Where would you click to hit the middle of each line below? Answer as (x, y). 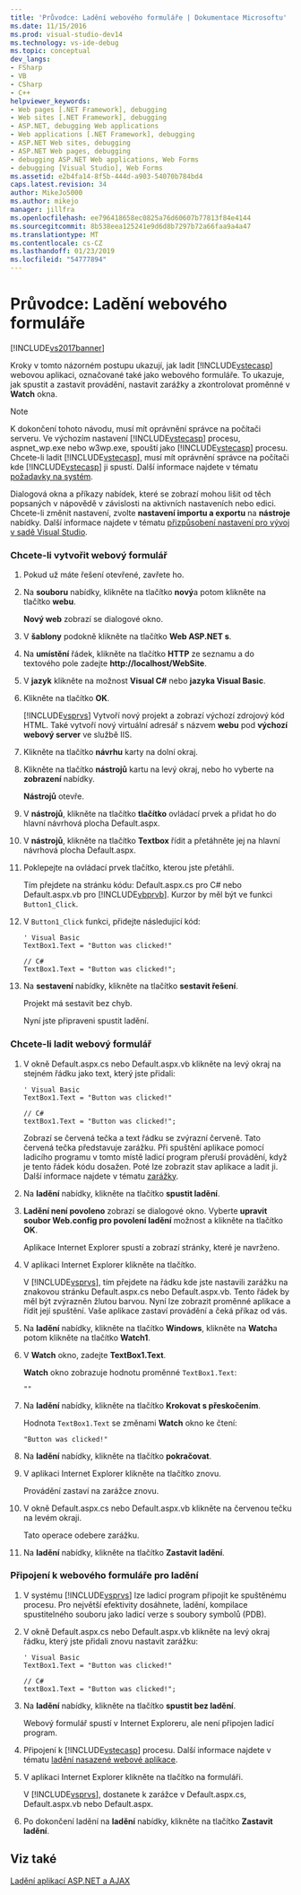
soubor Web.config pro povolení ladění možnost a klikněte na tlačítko (153, 1220)
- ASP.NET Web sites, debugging (70, 143)
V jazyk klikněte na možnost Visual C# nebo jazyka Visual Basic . (144, 681)
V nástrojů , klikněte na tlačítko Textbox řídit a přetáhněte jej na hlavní (151, 841)
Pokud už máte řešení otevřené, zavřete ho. (103, 575)
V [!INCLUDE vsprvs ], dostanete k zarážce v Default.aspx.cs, (135, 1794)
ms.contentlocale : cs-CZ (56, 243)
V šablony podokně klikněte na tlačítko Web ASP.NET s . (127, 636)
